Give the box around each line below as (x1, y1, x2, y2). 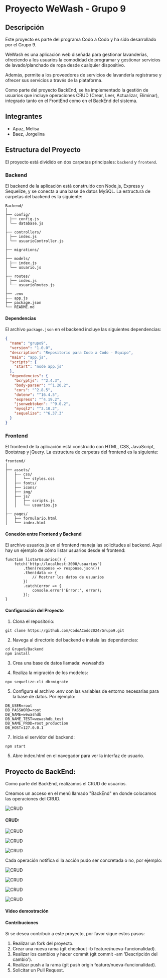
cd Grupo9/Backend (5, 647, 44, 652)
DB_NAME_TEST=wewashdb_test (5, 716, 64, 722)
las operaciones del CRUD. (5, 796, 61, 802)
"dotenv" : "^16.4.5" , (14, 392, 59, 397)
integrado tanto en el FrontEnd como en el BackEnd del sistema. (5, 98, 138, 104)
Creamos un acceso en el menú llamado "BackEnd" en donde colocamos (5, 790, 156, 796)
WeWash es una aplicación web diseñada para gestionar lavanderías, (5, 51, 148, 57)
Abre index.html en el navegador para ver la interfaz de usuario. (12, 753, 144, 759)
